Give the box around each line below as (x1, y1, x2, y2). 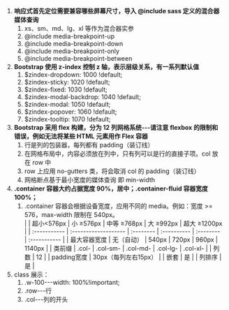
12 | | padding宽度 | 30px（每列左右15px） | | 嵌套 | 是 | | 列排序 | (36, 253, 222, 261)
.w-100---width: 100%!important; (24, 279, 120, 286)
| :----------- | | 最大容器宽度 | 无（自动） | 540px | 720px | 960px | (24, 235, 219, 244)
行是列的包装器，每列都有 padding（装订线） (24, 141, 154, 149)
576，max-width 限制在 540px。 (24, 211, 119, 219)
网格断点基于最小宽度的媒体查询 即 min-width (24, 176, 156, 184)
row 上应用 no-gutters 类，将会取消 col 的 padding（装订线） (24, 167, 200, 175)
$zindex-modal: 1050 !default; (24, 101, 111, 108)
